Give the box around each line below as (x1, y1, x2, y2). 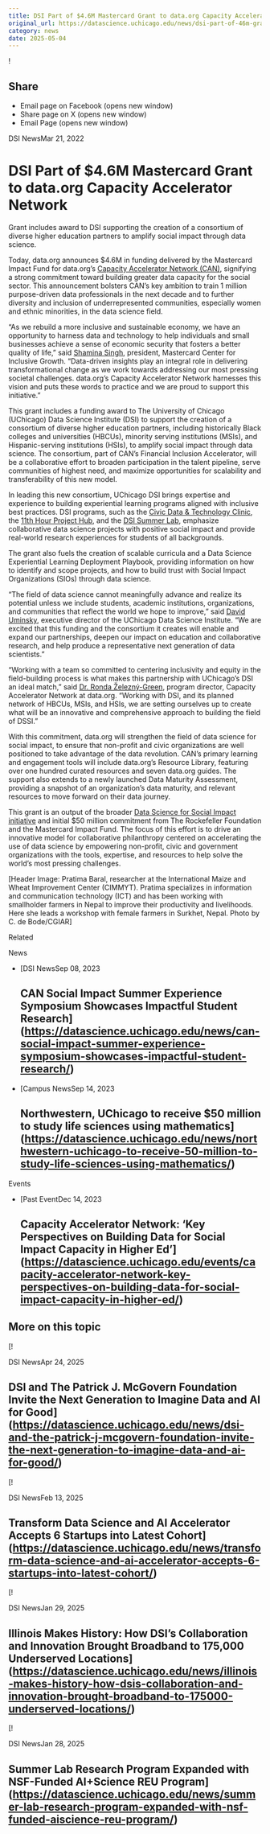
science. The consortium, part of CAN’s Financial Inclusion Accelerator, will (8, 449, 257, 458)
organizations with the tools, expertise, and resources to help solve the (8, 850, 243, 859)
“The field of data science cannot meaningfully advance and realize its (8, 590, 243, 599)
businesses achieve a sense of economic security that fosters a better (8, 339, 241, 348)
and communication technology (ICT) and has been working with (8, 891, 223, 901)
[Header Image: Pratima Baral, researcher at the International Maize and (8, 874, 247, 883)
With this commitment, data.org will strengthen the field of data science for (8, 732, 257, 741)
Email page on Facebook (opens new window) (19, 101, 174, 111)
